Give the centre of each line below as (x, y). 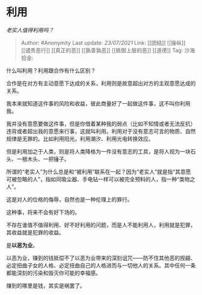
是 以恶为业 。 (22, 245)
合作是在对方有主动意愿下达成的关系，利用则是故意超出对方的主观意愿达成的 (101, 83)
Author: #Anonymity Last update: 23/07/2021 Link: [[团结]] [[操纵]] (103, 43)
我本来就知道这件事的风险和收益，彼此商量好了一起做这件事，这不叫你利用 (98, 103)
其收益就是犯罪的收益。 (35, 232)
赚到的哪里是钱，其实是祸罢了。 (46, 285)
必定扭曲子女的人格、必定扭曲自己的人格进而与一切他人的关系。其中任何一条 (101, 265)
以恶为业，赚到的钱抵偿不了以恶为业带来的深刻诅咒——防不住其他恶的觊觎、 (101, 258)
